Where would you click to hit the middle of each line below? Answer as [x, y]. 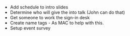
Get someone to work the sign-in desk [50, 18]
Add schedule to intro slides [39, 7]
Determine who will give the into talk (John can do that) [67, 12]
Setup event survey [30, 28]
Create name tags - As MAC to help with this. [57, 23]
